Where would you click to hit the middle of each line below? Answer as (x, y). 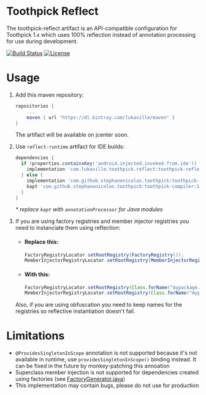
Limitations (36, 336)
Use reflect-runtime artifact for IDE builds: (70, 147)
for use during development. (42, 41)
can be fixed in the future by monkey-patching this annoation (92, 366)
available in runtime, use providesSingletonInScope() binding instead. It (106, 359)
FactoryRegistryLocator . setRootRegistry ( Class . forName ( (97, 287)
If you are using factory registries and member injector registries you (102, 221)
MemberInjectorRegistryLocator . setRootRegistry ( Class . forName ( (107, 293)
